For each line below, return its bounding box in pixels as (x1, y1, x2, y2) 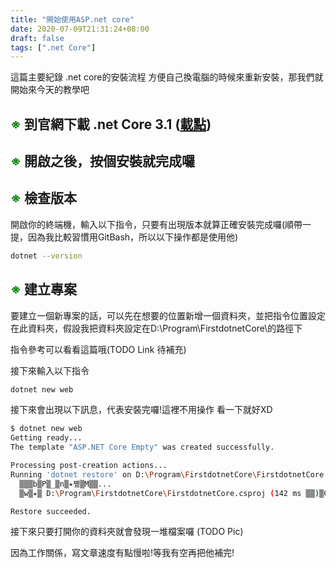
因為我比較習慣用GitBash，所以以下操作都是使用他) (27, 231, 239, 243)
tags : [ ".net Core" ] (10, 42, 97, 53)
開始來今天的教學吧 (10, 84, 90, 96)
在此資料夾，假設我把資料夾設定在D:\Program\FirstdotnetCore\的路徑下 (10, 322, 303, 334)
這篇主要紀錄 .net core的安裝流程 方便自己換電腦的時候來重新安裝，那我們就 (10, 71, 324, 83)
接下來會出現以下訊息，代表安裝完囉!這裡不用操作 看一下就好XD (10, 404, 273, 416)
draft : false (10, 33, 65, 43)
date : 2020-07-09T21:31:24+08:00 (10, 24, 150, 34)
